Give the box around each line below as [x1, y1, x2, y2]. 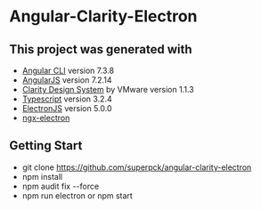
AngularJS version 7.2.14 [21, 75, 112, 85]
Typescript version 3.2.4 [21, 93, 113, 104]
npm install [21, 171, 63, 182]
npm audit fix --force [21, 181, 100, 191]
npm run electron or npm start [21, 190, 134, 201]
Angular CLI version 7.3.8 [21, 65, 114, 76]
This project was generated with [9, 42, 193, 57]
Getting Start [9, 138, 83, 153]
